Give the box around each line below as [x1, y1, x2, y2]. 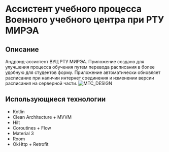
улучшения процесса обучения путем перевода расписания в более [5, 64, 155, 70]
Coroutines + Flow [12, 124, 52, 131]
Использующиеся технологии [5, 95, 106, 104]
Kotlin [12, 108, 25, 115]
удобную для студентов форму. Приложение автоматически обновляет [5, 69, 161, 75]
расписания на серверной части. [5, 80, 78, 86]
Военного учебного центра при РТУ [5, 14, 164, 26]
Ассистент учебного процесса [5, 3, 142, 15]
